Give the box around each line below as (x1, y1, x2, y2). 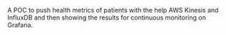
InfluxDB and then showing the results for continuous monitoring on (7, 13, 207, 22)
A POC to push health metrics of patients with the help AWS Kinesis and (7, 6, 219, 14)
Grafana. (7, 21, 34, 29)
